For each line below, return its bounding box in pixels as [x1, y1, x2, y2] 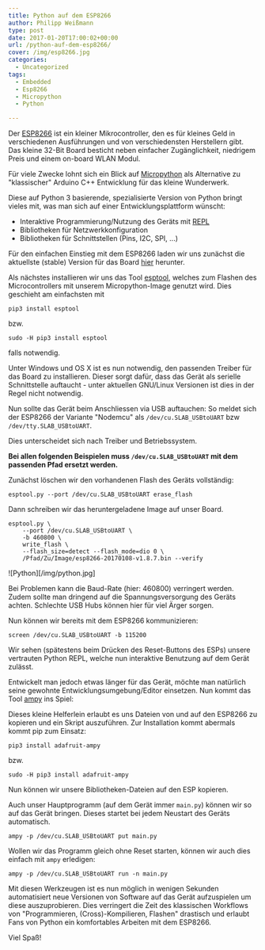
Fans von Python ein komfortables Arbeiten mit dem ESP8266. [8, 918, 212, 927]
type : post [8, 26, 44, 34]
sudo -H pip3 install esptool [8, 334, 108, 342]
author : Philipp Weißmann [8, 19, 93, 27]
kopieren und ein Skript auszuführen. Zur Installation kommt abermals [8, 718, 236, 727]
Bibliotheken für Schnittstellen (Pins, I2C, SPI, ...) [19, 234, 179, 243]
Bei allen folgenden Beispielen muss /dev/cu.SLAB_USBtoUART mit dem [8, 452, 239, 461]
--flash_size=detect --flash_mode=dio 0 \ [22, 547, 165, 555]
